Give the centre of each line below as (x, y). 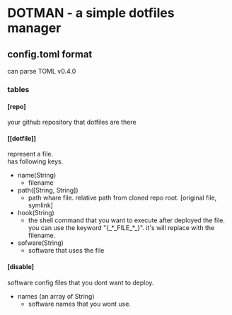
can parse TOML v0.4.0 (42, 71)
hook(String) (36, 213)
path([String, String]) (48, 190)
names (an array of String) (56, 296)
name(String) (37, 176)
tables (18, 89)
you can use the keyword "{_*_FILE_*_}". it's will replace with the (121, 228)
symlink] (40, 205)
